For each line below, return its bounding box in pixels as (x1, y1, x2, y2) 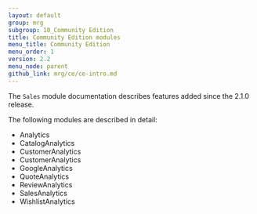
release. (8, 100, 34, 109)
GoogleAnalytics (19, 163, 73, 172)
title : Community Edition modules (8, 33, 121, 42)
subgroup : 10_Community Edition (8, 26, 114, 34)
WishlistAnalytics (19, 197, 76, 206)
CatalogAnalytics (19, 138, 75, 147)
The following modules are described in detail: (8, 114, 158, 124)
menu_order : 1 (8, 48, 55, 56)
